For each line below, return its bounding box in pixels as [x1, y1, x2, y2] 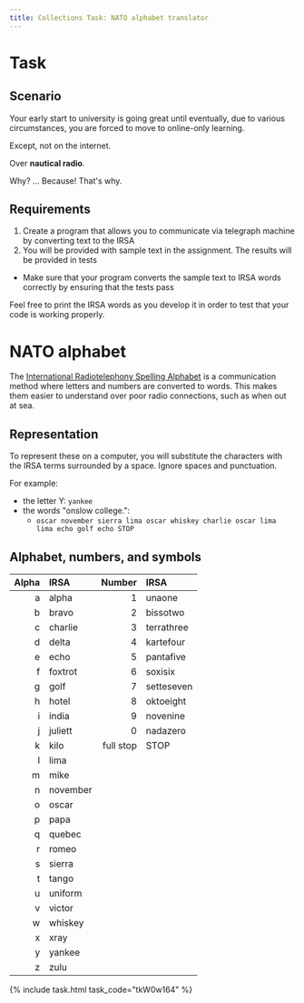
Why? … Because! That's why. [9, 175, 123, 186]
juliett [48, 725, 73, 737]
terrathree [145, 621, 189, 633]
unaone [145, 592, 179, 604]
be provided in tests [22, 255, 98, 266]
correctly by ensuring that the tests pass [22, 282, 174, 293]
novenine [145, 710, 186, 722]
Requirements [9, 202, 91, 217]
